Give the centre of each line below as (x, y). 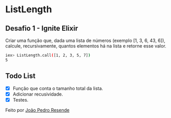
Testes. (21, 100)
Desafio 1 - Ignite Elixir (42, 28)
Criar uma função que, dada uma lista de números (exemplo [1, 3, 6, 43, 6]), (85, 40)
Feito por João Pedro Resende (37, 110)
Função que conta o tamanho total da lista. (58, 88)
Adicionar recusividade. (38, 94)
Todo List (21, 76)
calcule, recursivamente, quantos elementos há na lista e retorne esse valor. (86, 46)
